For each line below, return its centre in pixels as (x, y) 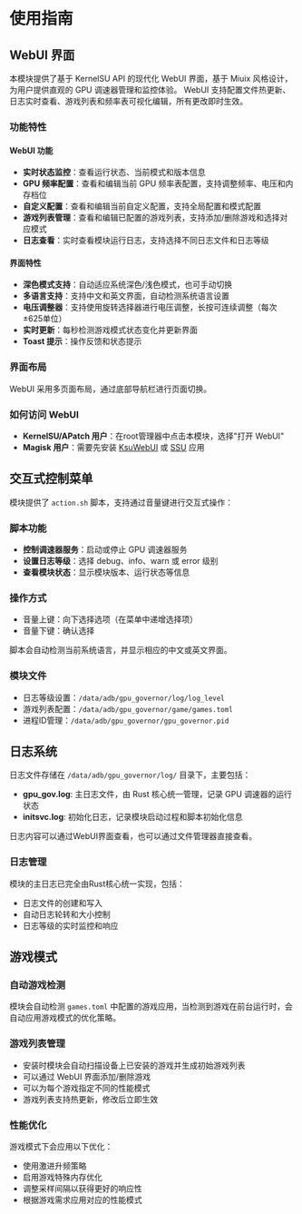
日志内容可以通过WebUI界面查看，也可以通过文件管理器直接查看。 (133, 836)
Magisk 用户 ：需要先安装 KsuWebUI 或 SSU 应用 (114, 447)
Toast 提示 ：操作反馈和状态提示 (82, 341)
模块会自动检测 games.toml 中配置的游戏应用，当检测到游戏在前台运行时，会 (151, 1007)
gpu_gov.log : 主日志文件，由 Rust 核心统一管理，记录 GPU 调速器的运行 (157, 795)
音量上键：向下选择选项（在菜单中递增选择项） (110, 619)
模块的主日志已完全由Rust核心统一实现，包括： (97, 883)
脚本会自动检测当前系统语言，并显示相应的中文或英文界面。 (121, 650)
